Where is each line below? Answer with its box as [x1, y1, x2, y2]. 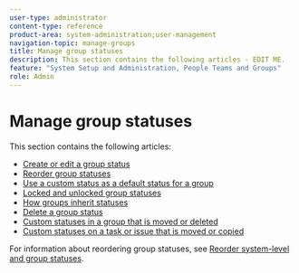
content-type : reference [9, 22, 103, 31]
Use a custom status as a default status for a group [22, 177, 215, 188]
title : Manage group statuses [9, 47, 124, 56]
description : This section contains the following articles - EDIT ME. [9, 55, 285, 64]
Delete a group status [22, 206, 103, 217]
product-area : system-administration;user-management [9, 30, 217, 39]
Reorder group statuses [22, 168, 111, 179]
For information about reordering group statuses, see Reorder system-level [9, 243, 290, 254]
